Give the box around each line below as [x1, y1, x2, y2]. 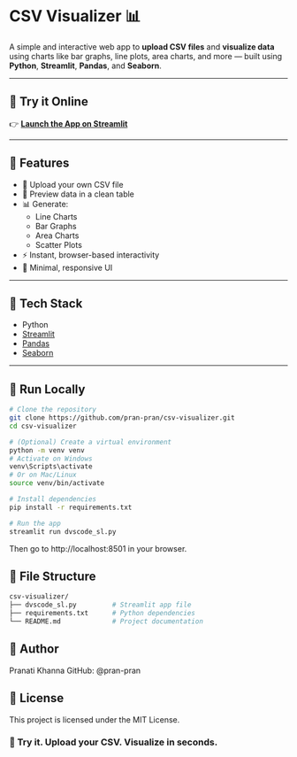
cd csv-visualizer [9, 421, 77, 430]
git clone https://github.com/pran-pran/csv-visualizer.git [9, 413, 236, 422]
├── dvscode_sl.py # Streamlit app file [9, 600, 192, 610]
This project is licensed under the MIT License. [9, 714, 180, 725]
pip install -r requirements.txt [9, 503, 133, 512]
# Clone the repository [9, 406, 97, 414]
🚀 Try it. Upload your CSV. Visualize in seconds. [9, 736, 218, 748]
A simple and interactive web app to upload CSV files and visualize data [9, 41, 275, 52]
